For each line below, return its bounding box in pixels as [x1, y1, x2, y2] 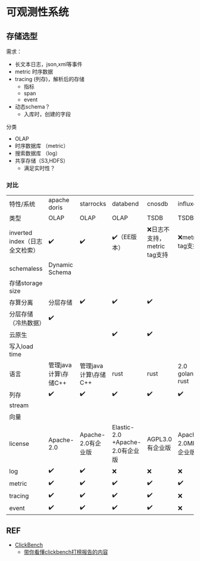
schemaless [9, 265, 43, 273]
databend [112, 200, 139, 208]
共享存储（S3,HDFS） [14, 157, 68, 164]
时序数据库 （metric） [14, 142, 69, 149]
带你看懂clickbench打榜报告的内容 [23, 548, 108, 556]
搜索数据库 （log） [14, 150, 61, 157]
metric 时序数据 [14, 68, 54, 75]
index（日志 [9, 237, 43, 246]
